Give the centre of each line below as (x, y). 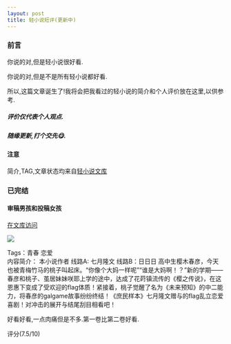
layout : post (26, 13)
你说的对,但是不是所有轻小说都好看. (58, 76)
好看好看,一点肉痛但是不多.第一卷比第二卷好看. (73, 319)
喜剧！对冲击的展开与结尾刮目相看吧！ (61, 304)
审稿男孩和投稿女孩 (34, 209)
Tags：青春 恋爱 (30, 252)
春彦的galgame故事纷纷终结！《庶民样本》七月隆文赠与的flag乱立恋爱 (124, 296)
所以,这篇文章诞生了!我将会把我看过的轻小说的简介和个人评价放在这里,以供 (113, 91)
